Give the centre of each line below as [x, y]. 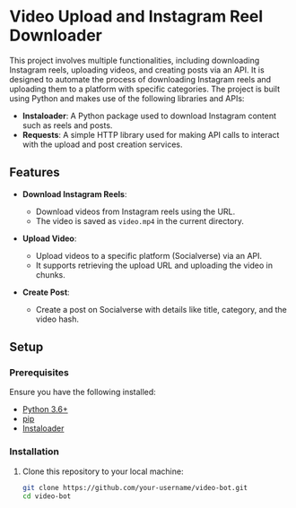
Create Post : [46, 292]
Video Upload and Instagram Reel [136, 17]
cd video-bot [47, 496]
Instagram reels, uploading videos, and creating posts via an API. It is [137, 70]
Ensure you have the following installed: [83, 392]
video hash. [57, 319]
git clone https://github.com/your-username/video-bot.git [135, 487]
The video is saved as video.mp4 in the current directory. [140, 220]
